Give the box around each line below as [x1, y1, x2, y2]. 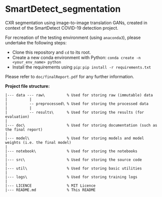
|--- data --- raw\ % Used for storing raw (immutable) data [5, 93, 153, 98]
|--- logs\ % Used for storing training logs [5, 174, 138, 179]
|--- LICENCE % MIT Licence [5, 183, 96, 188]
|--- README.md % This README [5, 187, 96, 193]
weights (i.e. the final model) [5, 140, 71, 145]
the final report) [5, 127, 43, 132]
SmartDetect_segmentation [5, 3, 121, 15]
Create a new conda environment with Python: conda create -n [12, 54, 141, 60]
